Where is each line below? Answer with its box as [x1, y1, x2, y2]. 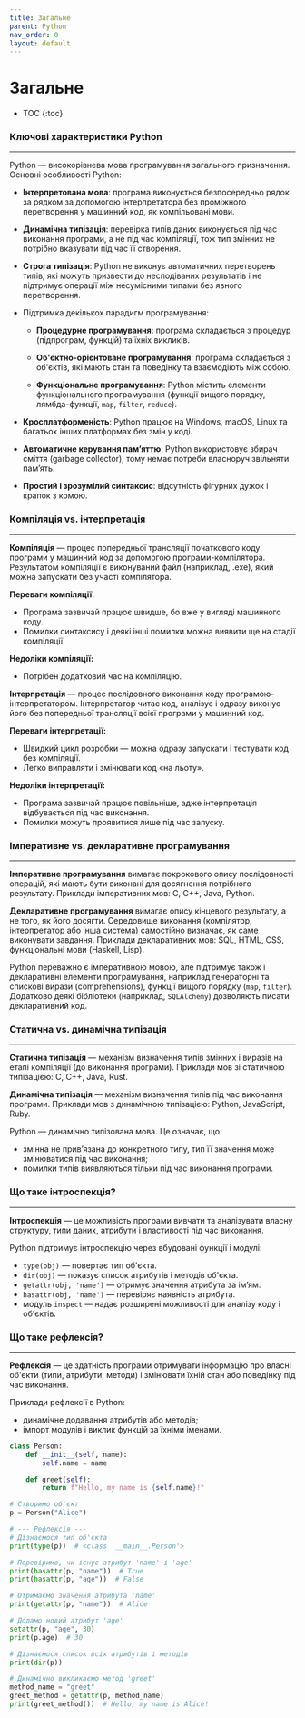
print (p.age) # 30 [9, 1633, 84, 1642]
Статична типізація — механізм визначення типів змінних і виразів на [9, 1052, 283, 1064]
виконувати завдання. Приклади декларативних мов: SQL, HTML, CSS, [9, 934, 284, 945]
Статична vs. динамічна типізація [9, 1024, 167, 1035]
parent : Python [9, 22, 67, 31]
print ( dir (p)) [9, 1658, 64, 1667]
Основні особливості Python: [9, 169, 123, 180]
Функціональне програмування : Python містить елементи [35, 379, 266, 391]
